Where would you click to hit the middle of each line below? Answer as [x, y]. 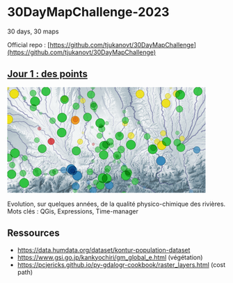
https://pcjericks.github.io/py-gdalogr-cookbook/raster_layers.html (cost [121, 264]
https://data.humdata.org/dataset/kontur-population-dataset [104, 250]
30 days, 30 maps [33, 31]
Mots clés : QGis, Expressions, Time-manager [73, 211]
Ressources [34, 233]
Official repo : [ [29, 45]
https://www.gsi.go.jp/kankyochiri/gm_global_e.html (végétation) [110, 257]
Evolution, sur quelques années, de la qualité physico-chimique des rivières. [116, 204]
